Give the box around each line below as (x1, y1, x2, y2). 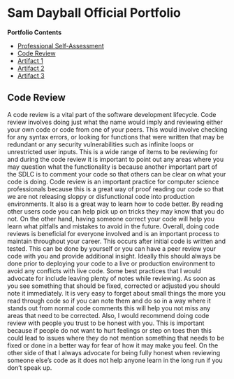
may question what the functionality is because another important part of (7, 163, 218, 171)
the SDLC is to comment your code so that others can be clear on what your (7, 170, 226, 178)
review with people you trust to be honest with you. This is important (7, 319, 205, 327)
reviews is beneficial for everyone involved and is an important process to (7, 229, 220, 237)
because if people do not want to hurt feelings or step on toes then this (7, 326, 212, 334)
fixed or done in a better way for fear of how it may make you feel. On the (7, 341, 219, 350)
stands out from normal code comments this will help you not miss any (7, 303, 211, 312)
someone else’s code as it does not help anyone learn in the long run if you (7, 356, 223, 364)
